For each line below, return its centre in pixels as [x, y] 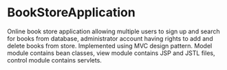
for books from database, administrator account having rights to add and [110, 38]
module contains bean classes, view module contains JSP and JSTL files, [111, 53]
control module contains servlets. [54, 60]
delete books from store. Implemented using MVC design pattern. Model [110, 46]
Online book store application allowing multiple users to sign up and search [113, 31]
